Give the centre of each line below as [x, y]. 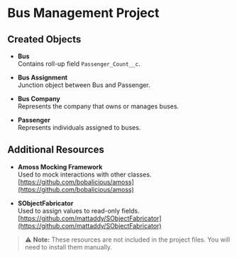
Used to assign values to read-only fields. [78, 211]
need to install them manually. [68, 247]
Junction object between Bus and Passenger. [84, 85]
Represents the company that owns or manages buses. [98, 106]
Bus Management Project [83, 13]
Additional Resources [56, 150]
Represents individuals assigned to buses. [79, 128]
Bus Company [39, 99]
